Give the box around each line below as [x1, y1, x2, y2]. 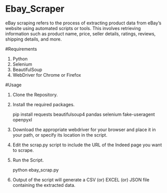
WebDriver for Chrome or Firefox [12, 72, 81, 78]
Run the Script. [12, 157, 44, 163]
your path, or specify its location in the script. [12, 132, 108, 138]
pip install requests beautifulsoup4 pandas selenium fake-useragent [12, 111, 155, 117]
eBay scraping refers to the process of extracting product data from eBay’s [5, 20, 162, 26]
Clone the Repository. [12, 91, 58, 98]
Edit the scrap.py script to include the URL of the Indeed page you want [12, 142, 162, 148]
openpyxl [12, 116, 32, 122]
